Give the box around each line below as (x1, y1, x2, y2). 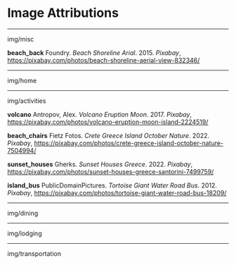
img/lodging (7, 229, 42, 238)
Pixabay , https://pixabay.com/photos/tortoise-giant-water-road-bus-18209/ (7, 188, 227, 197)
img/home (7, 76, 37, 85)
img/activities (7, 97, 46, 105)
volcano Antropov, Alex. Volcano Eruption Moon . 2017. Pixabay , (7, 110, 192, 118)
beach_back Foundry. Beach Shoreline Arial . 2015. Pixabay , (7, 48, 181, 57)
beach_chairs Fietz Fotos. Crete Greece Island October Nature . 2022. (7, 131, 210, 140)
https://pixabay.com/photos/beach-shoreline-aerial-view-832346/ (7, 56, 200, 64)
